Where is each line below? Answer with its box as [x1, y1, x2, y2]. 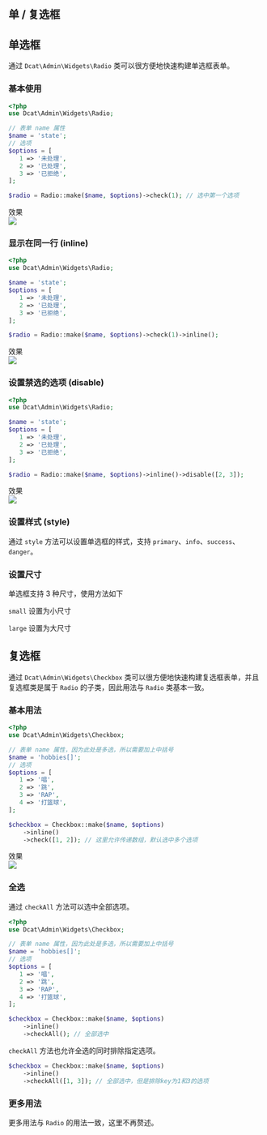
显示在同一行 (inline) [8, 238, 89, 249]
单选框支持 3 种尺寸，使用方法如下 [8, 589, 124, 598]
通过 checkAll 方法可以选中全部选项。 [8, 902, 134, 911]
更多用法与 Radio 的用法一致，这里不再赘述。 [8, 1117, 159, 1127]
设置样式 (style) [8, 516, 70, 528]
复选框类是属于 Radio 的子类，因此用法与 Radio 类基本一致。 [8, 682, 209, 692]
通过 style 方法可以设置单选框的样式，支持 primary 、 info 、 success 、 [8, 536, 240, 546]
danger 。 [8, 546, 38, 556]
